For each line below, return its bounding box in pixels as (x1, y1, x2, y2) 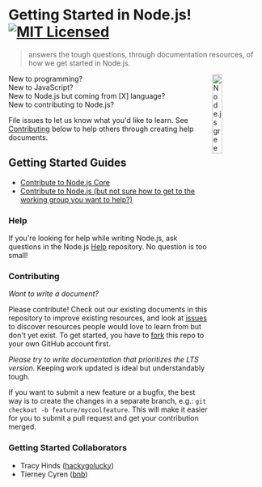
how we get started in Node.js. (27, 58, 131, 68)
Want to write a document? (8, 289, 99, 299)
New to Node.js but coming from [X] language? (8, 91, 166, 100)
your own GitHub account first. (8, 339, 112, 349)
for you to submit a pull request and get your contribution (8, 413, 200, 423)
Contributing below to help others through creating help (8, 124, 194, 133)
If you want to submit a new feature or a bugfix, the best (8, 387, 196, 397)
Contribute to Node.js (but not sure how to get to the (19, 186, 196, 196)
